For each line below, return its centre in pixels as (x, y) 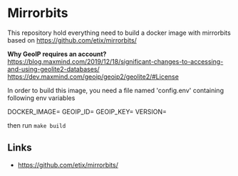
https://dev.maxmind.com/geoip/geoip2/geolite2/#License (93, 77)
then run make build (37, 125)
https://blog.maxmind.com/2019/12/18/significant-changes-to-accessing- (115, 61)
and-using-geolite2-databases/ (53, 69)
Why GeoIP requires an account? (57, 54)
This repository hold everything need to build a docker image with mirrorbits (119, 33)
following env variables (41, 98)
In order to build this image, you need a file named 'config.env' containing (116, 90)
